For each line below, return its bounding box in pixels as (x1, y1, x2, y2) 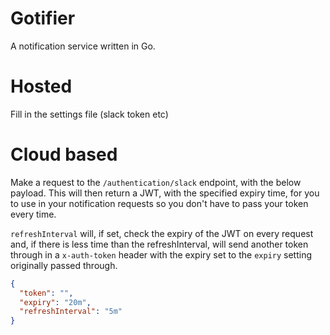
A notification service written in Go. (10, 40, 156, 52)
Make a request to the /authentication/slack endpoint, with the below (10, 176, 302, 188)
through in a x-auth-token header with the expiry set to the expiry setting (10, 248, 313, 261)
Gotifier (10, 7, 76, 30)
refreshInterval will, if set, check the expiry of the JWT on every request (10, 227, 314, 239)
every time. (10, 208, 57, 220)
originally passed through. (10, 259, 118, 271)
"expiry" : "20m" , (19, 297, 92, 307)
